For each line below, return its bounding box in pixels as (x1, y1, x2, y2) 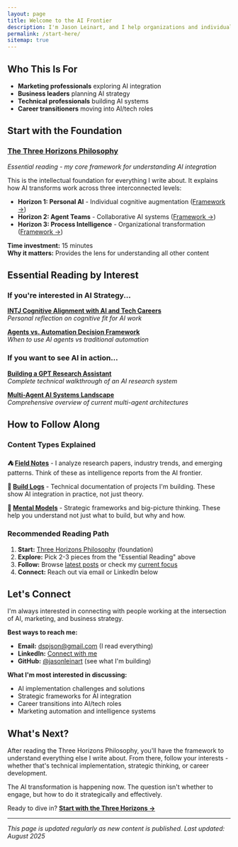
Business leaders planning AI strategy (17, 89, 130, 98)
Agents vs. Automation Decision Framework (7, 327, 140, 337)
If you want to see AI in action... (7, 353, 118, 363)
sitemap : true (7, 37, 50, 44)
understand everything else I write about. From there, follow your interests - (7, 754, 229, 763)
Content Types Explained (7, 439, 96, 449)
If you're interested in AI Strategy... (7, 290, 131, 300)
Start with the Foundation (7, 125, 123, 137)
